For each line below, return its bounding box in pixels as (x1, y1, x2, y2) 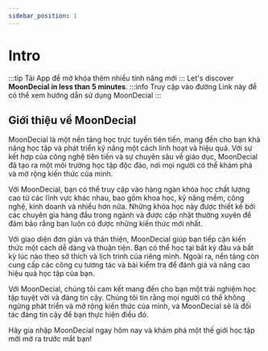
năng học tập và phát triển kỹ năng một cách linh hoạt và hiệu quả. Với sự (8, 143, 253, 153)
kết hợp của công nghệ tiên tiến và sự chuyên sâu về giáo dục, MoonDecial (8, 152, 258, 162)
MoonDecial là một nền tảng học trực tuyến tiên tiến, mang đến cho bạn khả (8, 134, 261, 145)
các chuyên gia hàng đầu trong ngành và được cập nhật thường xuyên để (8, 210, 252, 220)
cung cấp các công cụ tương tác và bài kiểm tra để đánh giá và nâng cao (8, 260, 251, 270)
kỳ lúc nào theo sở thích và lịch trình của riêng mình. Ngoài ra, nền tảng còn (8, 251, 260, 262)
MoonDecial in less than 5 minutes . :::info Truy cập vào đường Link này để (8, 81, 258, 91)
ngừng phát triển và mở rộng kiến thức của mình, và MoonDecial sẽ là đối (8, 301, 252, 311)
